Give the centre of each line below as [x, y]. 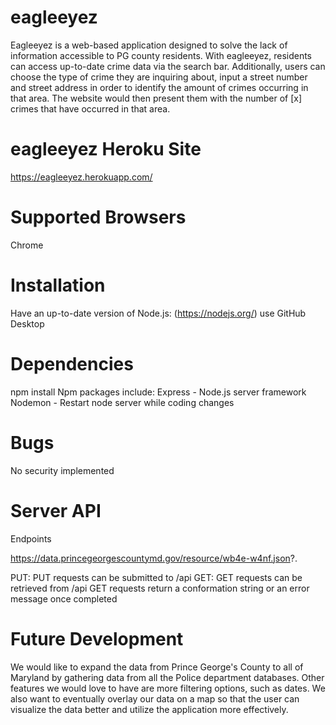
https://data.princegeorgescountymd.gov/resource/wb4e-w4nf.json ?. [154, 558]
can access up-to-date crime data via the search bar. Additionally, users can [168, 66]
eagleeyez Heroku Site [106, 149]
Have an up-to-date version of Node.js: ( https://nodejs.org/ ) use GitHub [158, 313]
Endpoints [31, 538]
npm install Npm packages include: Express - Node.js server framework [158, 392]
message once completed [64, 598]
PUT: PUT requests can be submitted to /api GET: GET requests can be [156, 577]
